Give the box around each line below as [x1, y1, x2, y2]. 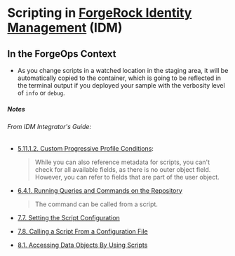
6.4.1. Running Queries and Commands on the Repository [17, 186, 182, 194]
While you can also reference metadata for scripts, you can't [34, 158, 210, 166]
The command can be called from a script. [34, 200, 158, 208]
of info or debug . [17, 89, 65, 97]
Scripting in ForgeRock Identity [7, 5, 192, 21]
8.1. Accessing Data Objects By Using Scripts [17, 241, 148, 249]
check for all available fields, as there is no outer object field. [34, 165, 211, 173]
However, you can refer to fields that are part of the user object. [34, 173, 220, 181]
